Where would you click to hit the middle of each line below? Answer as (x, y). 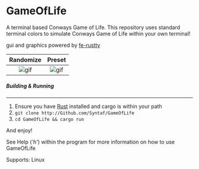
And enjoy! (19, 130)
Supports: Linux (25, 160)
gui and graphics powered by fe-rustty (53, 45)
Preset (57, 59)
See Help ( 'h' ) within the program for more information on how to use (90, 142)
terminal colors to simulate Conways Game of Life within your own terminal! (98, 33)
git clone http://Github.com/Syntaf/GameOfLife (74, 113)
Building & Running (30, 86)
